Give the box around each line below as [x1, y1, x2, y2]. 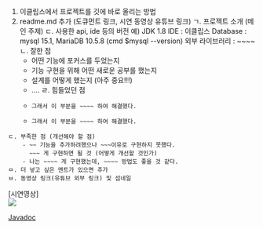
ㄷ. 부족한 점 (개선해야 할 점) [8, 133, 96, 140]
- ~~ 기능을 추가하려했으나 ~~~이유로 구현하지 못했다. [22, 141, 176, 149]
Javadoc [8, 213, 37, 222]
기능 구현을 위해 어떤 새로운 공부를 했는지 [31, 66, 158, 75]
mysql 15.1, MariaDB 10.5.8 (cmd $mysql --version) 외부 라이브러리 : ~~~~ [19, 36, 256, 45]
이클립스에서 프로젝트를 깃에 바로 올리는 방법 [19, 7, 157, 16]
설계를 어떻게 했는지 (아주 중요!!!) [31, 75, 133, 85]
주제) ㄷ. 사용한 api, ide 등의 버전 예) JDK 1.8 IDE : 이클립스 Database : [27, 27, 247, 35]
